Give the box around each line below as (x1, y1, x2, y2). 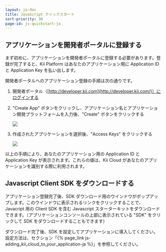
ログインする (12, 95, 39, 101)
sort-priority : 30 (5, 16, 43, 21)
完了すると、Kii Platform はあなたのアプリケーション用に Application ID (13, 61, 160, 67)
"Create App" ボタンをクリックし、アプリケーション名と (12, 105, 128, 111)
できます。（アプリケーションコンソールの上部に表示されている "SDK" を (5, 212, 153, 218)
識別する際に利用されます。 (31, 163, 88, 169)
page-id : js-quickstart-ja (5, 21, 61, 26)
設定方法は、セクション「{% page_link (5, 235, 84, 241)
